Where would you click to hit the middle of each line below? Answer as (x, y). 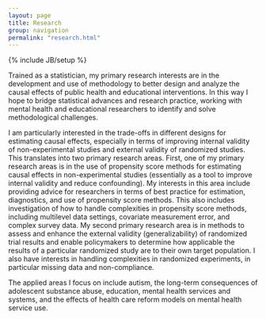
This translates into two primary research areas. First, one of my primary (126, 158)
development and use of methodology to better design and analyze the (124, 84)
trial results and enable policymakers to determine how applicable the (122, 242)
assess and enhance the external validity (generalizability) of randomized (128, 234)
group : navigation (38, 30)
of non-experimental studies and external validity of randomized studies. (127, 150)
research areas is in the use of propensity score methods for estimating (125, 166)
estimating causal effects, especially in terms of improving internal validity (129, 141)
